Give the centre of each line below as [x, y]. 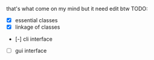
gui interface [31, 51]
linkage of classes [37, 27]
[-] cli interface [34, 39]
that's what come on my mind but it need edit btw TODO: [77, 9]
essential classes [36, 20]
